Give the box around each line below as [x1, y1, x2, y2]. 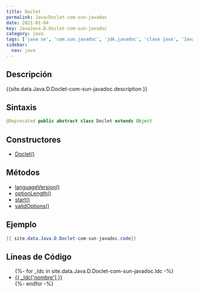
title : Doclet [6, 8, 41, 15]
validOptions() [14, 202, 50, 209]
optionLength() [14, 190, 52, 197]
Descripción [6, 70, 52, 80]
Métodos [6, 168, 40, 178]
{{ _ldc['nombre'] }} [14, 274, 63, 281]
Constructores [6, 134, 61, 145]
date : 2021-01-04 [6, 20, 49, 26]
